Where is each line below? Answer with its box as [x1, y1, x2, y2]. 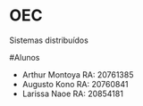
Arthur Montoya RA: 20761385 [21, 69, 134, 80]
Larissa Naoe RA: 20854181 [21, 88, 123, 99]
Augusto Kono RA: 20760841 [21, 78, 129, 89]
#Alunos [9, 52, 40, 62]
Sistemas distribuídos [9, 35, 89, 45]
